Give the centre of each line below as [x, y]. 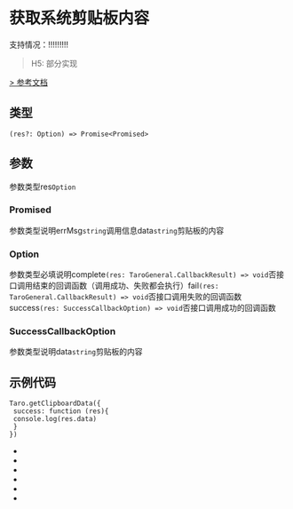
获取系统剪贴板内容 [79, 18]
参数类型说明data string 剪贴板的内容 [76, 352]
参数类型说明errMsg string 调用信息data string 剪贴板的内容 [117, 230]
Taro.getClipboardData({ [55, 404]
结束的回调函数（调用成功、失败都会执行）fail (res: [126, 286]
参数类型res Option [43, 187]
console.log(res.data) [55, 419]
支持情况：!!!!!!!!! [39, 44]
